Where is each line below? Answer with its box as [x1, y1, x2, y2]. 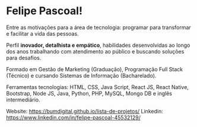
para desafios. [6, 54, 42, 61]
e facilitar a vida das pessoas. [6, 30, 79, 37]
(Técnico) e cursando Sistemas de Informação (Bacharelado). [6, 72, 157, 79]
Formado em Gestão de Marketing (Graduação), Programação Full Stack [6, 65, 183, 72]
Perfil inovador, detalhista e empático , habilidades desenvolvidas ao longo [6, 42, 190, 49]
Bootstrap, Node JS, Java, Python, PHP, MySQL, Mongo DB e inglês [6, 90, 172, 97]
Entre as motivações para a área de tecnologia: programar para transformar [6, 24, 191, 31]
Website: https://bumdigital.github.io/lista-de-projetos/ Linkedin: [6, 107, 163, 115]
